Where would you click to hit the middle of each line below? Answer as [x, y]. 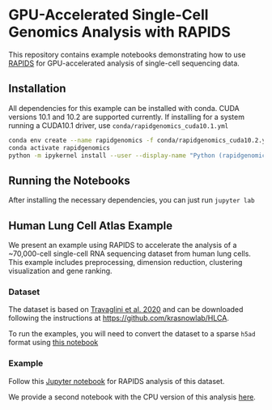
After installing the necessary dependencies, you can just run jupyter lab [132, 200]
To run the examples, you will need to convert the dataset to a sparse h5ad [132, 334]
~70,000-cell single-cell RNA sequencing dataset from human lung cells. [130, 254]
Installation [37, 89]
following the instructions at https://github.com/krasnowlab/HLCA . [119, 318]
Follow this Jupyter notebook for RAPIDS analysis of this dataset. [117, 381]
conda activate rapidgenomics [59, 147]
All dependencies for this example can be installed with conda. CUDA [124, 108]
